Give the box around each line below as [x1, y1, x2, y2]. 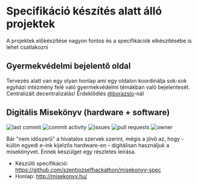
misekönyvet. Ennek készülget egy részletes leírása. [6, 148, 136, 155]
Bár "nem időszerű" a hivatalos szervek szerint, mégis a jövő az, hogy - [6, 135, 184, 143]
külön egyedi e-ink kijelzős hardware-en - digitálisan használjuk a [6, 141, 170, 149]
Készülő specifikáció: [14, 159, 68, 167]
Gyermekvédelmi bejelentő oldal [6, 61, 131, 71]
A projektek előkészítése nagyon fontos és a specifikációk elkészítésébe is [6, 37, 192, 44]
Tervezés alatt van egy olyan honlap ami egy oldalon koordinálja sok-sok [6, 77, 187, 84]
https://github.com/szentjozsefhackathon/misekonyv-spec [14, 166, 161, 173]
